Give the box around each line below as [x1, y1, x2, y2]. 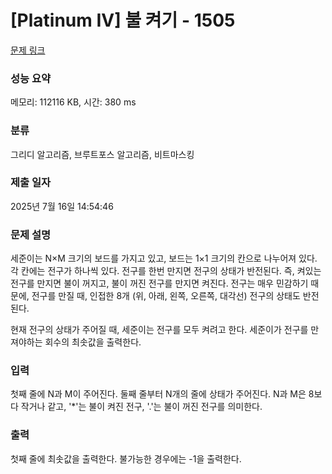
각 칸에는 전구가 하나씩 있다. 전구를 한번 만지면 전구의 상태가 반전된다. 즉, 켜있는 [10, 265, 322, 277]
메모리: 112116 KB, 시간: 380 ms [10, 96, 137, 108]
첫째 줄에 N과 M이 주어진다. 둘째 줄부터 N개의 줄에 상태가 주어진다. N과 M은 [10, 388, 307, 400]
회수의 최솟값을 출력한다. [44, 336, 142, 348]
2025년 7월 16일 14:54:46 [10, 200, 114, 212]
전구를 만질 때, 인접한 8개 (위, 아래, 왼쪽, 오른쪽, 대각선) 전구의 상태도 [31, 290, 301, 302]
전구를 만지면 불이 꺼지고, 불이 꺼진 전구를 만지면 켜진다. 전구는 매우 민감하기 [10, 277, 309, 290]
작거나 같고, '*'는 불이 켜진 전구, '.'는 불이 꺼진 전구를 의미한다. [20, 401, 263, 413]
